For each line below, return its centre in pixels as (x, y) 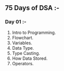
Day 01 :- (16, 22)
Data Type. (23, 48)
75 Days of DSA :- (32, 8)
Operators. (23, 63)
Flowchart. (23, 37)
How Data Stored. (30, 58)
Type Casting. (26, 53)
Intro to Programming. (34, 32)
